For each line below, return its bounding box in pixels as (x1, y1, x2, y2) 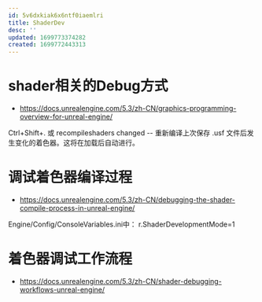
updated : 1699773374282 (8, 33, 87, 42)
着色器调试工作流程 (8, 250, 133, 268)
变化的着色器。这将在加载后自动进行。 (14, 138, 139, 148)
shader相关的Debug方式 (8, 77, 168, 95)
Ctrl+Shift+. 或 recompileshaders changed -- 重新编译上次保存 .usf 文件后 (8, 128, 248, 138)
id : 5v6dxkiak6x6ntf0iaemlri (8, 11, 104, 20)
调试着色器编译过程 (8, 168, 133, 186)
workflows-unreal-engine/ (19, 285, 105, 294)
